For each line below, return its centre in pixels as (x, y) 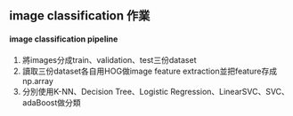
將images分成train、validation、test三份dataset (109, 59)
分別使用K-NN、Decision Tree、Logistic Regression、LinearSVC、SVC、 (155, 91)
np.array (37, 81)
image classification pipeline (64, 39)
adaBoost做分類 (52, 102)
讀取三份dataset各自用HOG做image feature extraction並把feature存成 (150, 71)
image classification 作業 (80, 16)
